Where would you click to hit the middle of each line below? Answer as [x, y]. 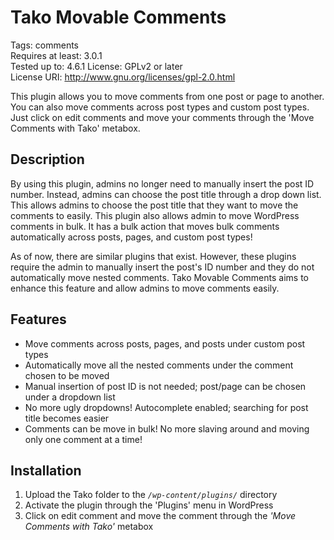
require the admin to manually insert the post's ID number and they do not [162, 267]
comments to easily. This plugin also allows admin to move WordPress [155, 215]
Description [47, 159]
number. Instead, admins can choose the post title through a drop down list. [166, 194]
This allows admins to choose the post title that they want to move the [154, 205]
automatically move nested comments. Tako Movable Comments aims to [159, 277]
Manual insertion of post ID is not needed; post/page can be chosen [165, 386]
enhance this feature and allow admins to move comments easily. [145, 288]
